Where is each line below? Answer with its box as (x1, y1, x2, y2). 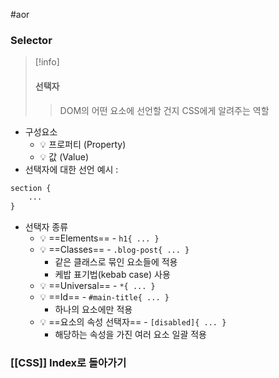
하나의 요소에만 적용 (54, 304, 133, 316)
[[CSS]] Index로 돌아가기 (10, 356, 127, 370)
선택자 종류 (24, 221, 69, 233)
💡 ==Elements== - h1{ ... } (39, 232, 160, 244)
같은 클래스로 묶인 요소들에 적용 (54, 256, 178, 268)
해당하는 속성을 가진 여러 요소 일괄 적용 (54, 329, 207, 341)
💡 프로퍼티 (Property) (39, 138, 127, 150)
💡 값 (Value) (39, 150, 90, 163)
